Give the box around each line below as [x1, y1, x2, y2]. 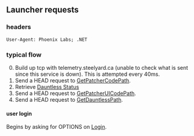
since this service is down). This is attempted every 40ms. [14, 70, 160, 78]
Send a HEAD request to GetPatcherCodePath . [14, 76, 131, 84]
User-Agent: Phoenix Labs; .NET [6, 36, 87, 43]
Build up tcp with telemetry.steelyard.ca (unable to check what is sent [14, 64, 189, 71]
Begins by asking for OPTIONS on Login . [6, 123, 107, 131]
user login [6, 110, 32, 117]
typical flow [6, 51, 42, 59]
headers [6, 23, 31, 31]
